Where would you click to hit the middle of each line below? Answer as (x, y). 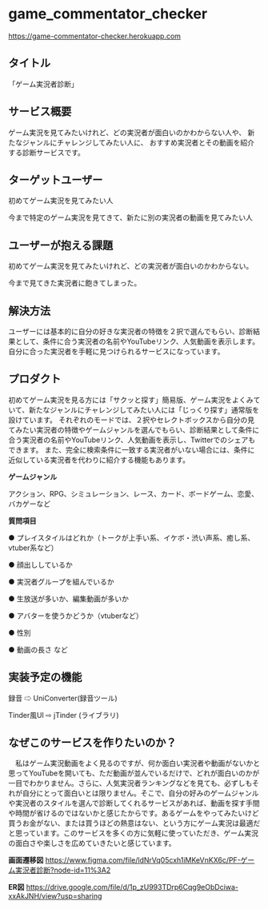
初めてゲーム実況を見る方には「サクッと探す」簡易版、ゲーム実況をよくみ (131, 400)
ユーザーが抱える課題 (61, 245)
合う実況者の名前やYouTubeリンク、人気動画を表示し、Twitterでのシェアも (132, 440)
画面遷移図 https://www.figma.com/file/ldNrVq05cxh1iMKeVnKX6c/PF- (125, 860)
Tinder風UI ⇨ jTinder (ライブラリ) (64, 715)
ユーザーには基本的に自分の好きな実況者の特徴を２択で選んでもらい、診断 (131, 331)
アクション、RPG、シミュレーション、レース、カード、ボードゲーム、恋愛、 (133, 493)
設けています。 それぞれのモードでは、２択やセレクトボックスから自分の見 (132, 420)
